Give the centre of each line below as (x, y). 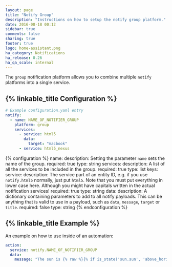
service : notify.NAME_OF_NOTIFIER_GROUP (53, 250)
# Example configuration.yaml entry (44, 111)
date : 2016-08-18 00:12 (31, 24)
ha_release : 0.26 (24, 58)
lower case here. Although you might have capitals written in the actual (80, 186)
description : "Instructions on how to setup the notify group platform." (86, 19)
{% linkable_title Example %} (52, 223)
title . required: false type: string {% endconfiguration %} (67, 207)
